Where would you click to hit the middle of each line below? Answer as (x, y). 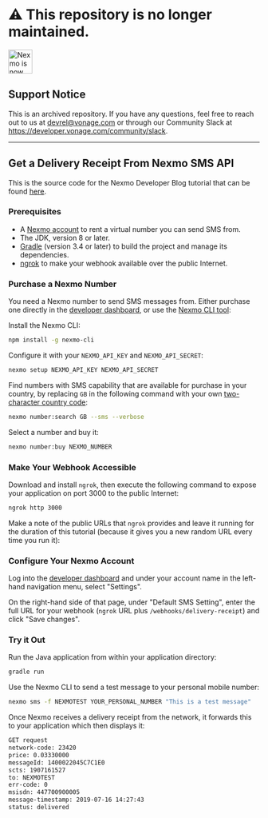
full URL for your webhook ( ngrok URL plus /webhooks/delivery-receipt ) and (134, 611)
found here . (27, 191)
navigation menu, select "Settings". (84, 587)
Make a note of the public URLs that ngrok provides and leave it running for (131, 523)
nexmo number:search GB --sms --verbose (77, 417)
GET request (28, 740)
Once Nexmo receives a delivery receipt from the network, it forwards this (130, 717)
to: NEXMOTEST (32, 777)
